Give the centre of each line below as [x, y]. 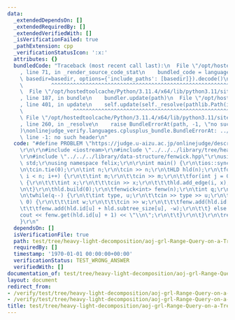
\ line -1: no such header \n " [64, 137]
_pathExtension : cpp [43, 46]
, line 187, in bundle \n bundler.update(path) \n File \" [111, 99]
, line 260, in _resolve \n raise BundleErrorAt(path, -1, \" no [119, 124]
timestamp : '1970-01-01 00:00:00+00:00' [73, 254]
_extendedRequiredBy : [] [50, 27]
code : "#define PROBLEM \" [53, 144]
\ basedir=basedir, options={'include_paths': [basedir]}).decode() [122, 79]
